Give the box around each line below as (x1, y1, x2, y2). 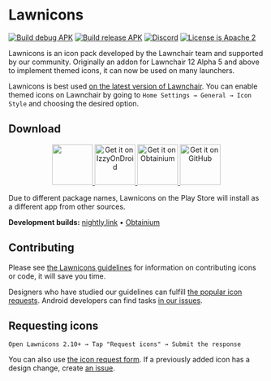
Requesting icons (8, 318, 99, 332)
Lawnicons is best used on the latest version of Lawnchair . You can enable (8, 81, 258, 91)
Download (8, 122, 61, 136)
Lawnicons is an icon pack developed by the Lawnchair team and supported (8, 48, 264, 58)
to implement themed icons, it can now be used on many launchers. (8, 65, 235, 75)
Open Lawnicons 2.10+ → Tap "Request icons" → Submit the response (8, 340, 242, 349)
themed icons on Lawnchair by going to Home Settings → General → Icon (8, 89, 252, 99)
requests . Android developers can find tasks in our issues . (8, 295, 203, 305)
